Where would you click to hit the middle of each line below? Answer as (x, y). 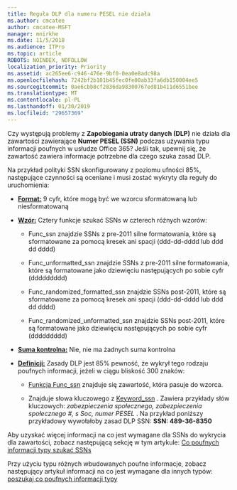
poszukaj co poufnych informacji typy (62, 479)
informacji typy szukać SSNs (49, 449)
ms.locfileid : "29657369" (45, 113)
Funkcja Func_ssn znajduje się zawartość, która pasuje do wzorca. (126, 384)
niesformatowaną (43, 206)
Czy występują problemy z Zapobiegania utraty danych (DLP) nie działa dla (119, 133)
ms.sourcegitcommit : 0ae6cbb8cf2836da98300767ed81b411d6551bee (103, 87)
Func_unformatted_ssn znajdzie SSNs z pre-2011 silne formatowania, (129, 262)
